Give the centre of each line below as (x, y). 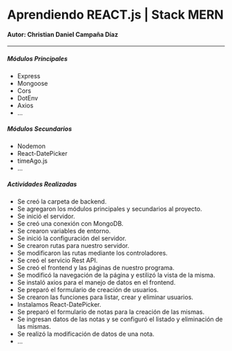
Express (29, 76)
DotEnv (28, 98)
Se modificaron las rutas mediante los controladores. (92, 253)
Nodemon (31, 146)
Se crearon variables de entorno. (64, 231)
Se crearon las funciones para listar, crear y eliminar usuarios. (105, 297)
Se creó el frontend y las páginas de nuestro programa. (96, 268)
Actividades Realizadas (42, 184)
